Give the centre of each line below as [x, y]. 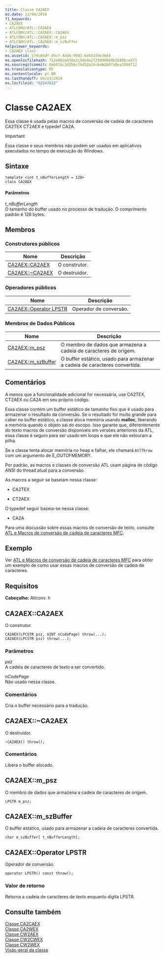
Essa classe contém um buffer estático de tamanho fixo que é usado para [80, 409]
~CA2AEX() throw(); [25, 742]
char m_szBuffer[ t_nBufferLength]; [42, 837]
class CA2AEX [18, 182]
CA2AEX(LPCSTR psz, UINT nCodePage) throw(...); [56, 634]
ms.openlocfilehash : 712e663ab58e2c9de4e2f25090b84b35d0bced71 [71, 60]
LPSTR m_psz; [18, 801]
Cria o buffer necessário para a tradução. [47, 705]
